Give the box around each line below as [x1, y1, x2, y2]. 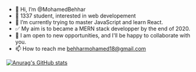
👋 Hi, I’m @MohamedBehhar [15, 6, 86, 13]
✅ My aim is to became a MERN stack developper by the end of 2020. [15, 25, 191, 32]
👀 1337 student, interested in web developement [15, 12, 137, 19]
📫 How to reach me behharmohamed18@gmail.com [15, 45, 146, 52]
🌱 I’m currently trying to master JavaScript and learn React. [15, 19, 164, 25]
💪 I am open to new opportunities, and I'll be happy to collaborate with [15, 32, 191, 39]
